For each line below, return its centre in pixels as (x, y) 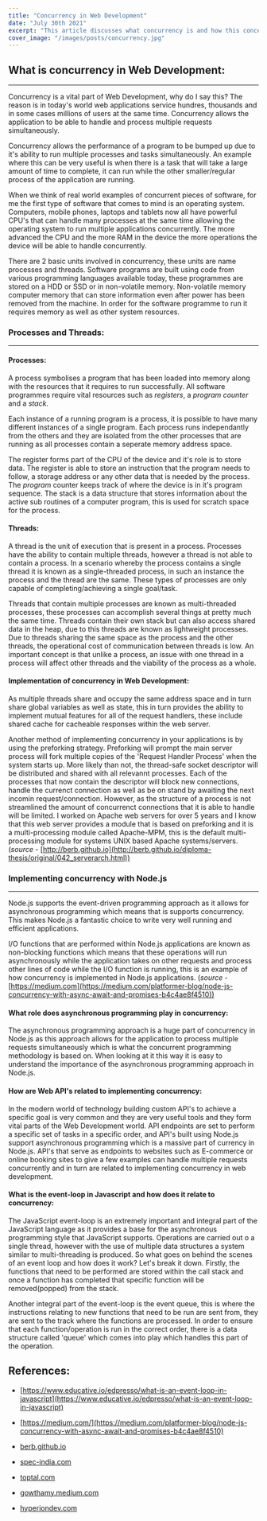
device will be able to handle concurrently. (77, 246)
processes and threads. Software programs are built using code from (121, 270)
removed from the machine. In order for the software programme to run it (128, 304)
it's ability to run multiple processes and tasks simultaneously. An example (130, 154)
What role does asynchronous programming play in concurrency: (118, 1013)
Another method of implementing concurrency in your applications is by (126, 739)
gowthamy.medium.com (59, 1492)
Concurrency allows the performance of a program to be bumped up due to (132, 146)
